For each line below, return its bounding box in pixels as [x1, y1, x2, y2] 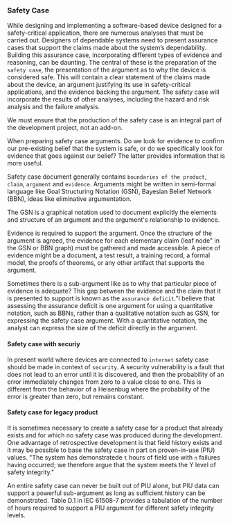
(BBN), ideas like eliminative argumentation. [7, 195, 132, 203]
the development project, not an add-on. [7, 124, 123, 132]
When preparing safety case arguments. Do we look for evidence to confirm [7, 137, 224, 145]
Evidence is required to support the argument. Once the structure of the [7, 229, 213, 238]
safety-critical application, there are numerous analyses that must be [7, 29, 204, 37]
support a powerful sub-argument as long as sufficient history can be [7, 489, 206, 497]
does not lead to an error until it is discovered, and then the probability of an [7, 370, 224, 378]
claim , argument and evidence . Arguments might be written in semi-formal [7, 180, 216, 188]
